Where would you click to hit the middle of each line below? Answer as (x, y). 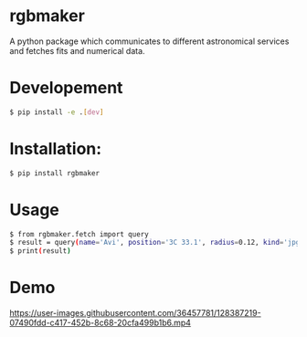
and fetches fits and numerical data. (77, 50)
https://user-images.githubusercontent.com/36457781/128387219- (136, 313)
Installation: (56, 148)
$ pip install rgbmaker (55, 173)
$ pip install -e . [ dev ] (57, 112)
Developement (66, 88)
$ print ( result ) (40, 251)
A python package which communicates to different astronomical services (149, 41)
